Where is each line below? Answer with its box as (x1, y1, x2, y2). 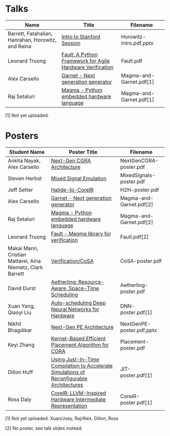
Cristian (8, 251, 26, 258)
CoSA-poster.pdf (120, 257, 162, 264)
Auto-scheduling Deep (51, 299, 106, 306)
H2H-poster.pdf (120, 186, 159, 193)
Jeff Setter (8, 186, 33, 193)
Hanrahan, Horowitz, (8, 36, 57, 43)
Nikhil (8, 320, 21, 327)
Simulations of (51, 368, 85, 376)
